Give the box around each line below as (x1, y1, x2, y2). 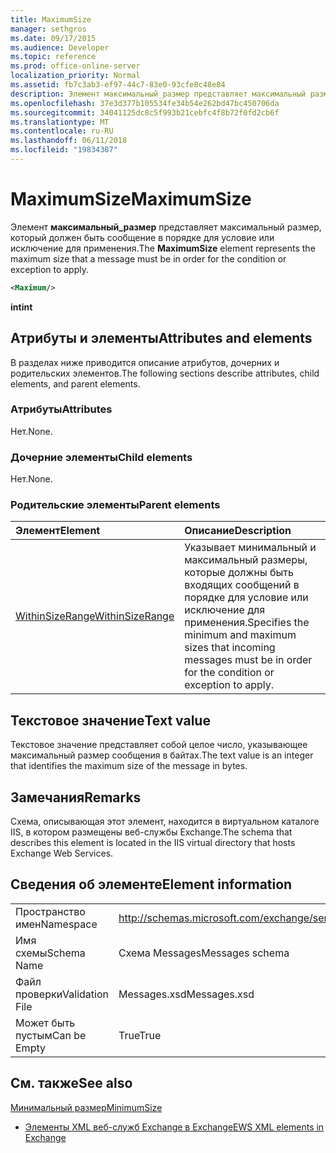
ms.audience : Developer (10, 42, 110, 53)
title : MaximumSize (10, 14, 92, 25)
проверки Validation (15, 987, 109, 1001)
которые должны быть (184, 566, 294, 580)
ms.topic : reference (10, 52, 97, 62)
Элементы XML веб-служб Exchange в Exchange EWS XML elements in (24, 1121, 325, 1133)
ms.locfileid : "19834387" (10, 145, 118, 155)
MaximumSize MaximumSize (10, 188, 252, 211)
